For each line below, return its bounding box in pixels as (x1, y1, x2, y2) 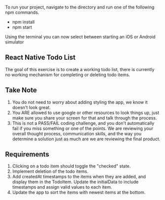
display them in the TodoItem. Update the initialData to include (12, 179, 139, 185)
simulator (5, 39, 24, 45)
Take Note (5, 86, 37, 94)
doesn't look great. (12, 104, 51, 110)
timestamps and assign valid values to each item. (12, 184, 112, 190)
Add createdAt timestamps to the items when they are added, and (12, 174, 146, 180)
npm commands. (5, 9, 39, 15)
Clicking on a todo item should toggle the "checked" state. (12, 163, 131, 169)
